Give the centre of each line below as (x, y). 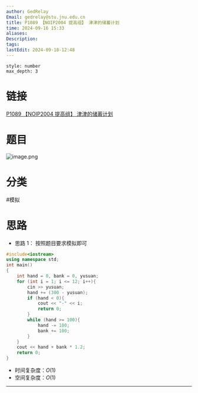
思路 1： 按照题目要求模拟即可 (51, 243)
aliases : (17, 34)
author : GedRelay (27, 11)
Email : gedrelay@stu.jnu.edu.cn (46, 17)
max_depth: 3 (22, 71)
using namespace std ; (33, 260)
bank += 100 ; (53, 331)
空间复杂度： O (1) (35, 377)
